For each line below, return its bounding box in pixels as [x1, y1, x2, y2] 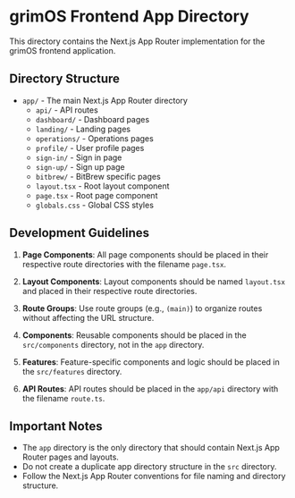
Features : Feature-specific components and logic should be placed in [21, 356, 280, 367]
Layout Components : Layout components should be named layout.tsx [21, 275, 286, 287]
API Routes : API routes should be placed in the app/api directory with [21, 383, 279, 394]
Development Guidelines [9, 225, 150, 241]
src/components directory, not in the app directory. [21, 339, 205, 350]
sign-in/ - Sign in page [35, 152, 122, 163]
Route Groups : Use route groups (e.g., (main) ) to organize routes [21, 302, 263, 314]
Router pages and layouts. [21, 452, 119, 462]
